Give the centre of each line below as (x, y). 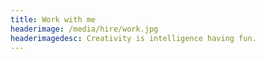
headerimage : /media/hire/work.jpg (84, 29)
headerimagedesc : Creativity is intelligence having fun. (133, 38)
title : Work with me (53, 19)
